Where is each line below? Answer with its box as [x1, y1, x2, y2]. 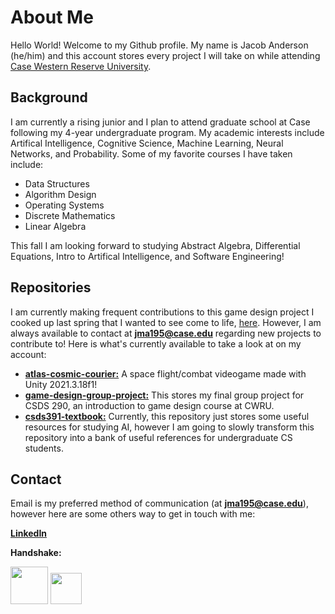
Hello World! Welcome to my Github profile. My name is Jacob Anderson [10, 39, 309, 51]
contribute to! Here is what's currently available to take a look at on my [10, 337, 302, 350]
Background [10, 89, 88, 106]
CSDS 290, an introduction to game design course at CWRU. [24, 399, 275, 411]
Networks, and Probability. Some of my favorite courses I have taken [10, 147, 293, 160]
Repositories [10, 279, 92, 296]
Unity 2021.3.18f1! [24, 378, 98, 390]
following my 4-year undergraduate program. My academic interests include [10, 126, 325, 138]
